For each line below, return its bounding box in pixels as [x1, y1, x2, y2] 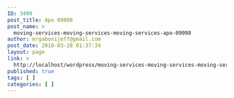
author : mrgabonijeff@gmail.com [7, 36, 101, 43]
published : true [7, 68, 54, 75]
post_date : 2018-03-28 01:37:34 [7, 42, 101, 49]
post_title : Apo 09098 [7, 17, 73, 23]
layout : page [7, 49, 45, 56]
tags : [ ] [7, 74, 36, 81]
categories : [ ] [7, 81, 54, 88]
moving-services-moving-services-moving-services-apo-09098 [13, 29, 192, 37]
